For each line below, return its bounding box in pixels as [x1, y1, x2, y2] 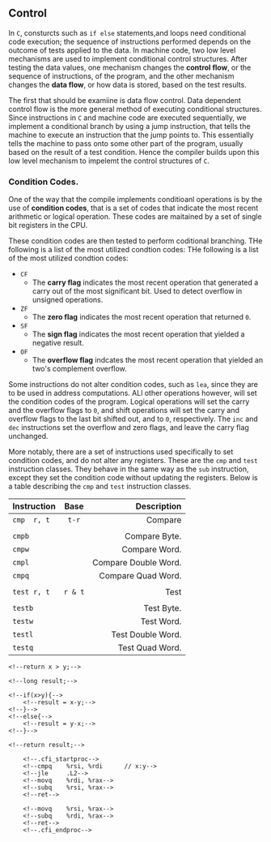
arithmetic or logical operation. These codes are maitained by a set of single [8, 212, 262, 221]
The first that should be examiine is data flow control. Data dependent [8, 95, 241, 105]
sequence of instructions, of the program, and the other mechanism [8, 71, 235, 80]
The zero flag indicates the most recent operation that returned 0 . [32, 312, 252, 322]
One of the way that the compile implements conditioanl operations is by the [8, 195, 263, 204]
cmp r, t [12, 515, 50, 525]
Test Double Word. [111, 629, 182, 640]
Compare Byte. [124, 531, 182, 542]
